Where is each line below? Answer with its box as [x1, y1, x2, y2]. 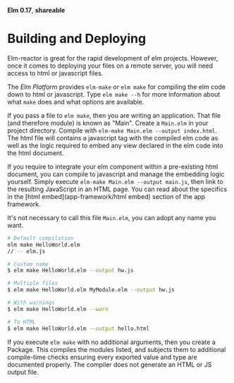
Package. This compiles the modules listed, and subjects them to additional [7, 345, 226, 353]
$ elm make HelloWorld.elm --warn [7, 305, 109, 312]
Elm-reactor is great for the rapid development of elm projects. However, [7, 54, 218, 62]
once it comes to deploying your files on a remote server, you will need [7, 61, 214, 70]
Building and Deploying [7, 31, 147, 47]
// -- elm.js [7, 248, 46, 255]
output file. [7, 367, 39, 376]
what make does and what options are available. [7, 97, 144, 106]
